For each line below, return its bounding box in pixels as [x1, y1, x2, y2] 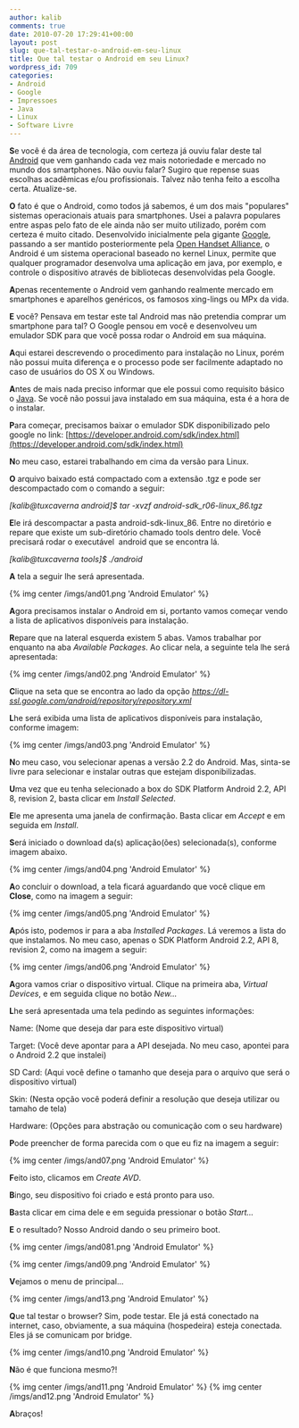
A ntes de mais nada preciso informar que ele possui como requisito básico [9, 384, 285, 394]
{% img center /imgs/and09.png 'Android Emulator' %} [9, 1259, 212, 1269]
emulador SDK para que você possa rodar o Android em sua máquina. [9, 330, 267, 340]
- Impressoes [9, 95, 58, 105]
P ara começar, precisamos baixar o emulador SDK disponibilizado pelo [9, 420, 270, 430]
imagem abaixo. [9, 847, 69, 857]
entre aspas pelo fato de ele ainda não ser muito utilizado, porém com [9, 220, 267, 230]
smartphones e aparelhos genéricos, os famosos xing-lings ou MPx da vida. [9, 294, 289, 304]
